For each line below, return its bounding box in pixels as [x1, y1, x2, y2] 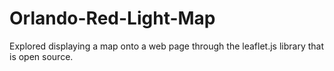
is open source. [9, 50, 74, 62]
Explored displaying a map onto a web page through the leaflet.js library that [9, 40, 324, 52]
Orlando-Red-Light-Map [9, 7, 216, 30]
